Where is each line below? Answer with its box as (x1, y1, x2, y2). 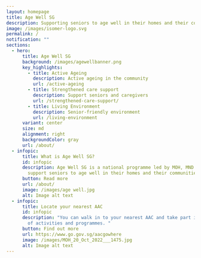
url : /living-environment (32, 114, 98, 120)
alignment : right (22, 131, 66, 138)
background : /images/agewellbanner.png (22, 59, 121, 65)
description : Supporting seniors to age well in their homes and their (6, 20, 188, 26)
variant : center (22, 120, 63, 126)
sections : (6, 43, 31, 48)
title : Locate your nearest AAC (22, 204, 103, 210)
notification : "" (6, 37, 50, 43)
